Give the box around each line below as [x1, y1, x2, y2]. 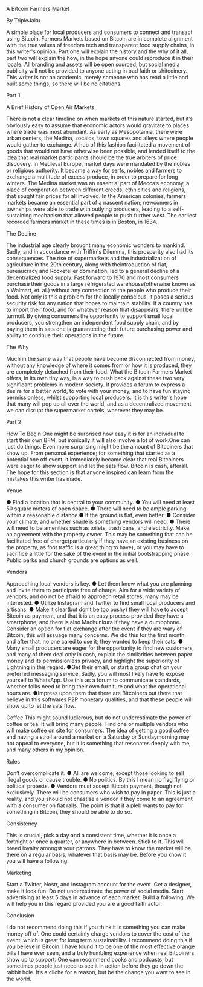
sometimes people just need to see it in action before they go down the [6, 962, 184, 969]
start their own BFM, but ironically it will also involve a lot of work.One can [6, 437, 190, 444]
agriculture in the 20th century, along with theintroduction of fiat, [6, 261, 168, 268]
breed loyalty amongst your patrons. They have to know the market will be [6, 845, 192, 851]
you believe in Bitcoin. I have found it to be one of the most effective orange [6, 943, 195, 950]
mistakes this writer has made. [6, 475, 83, 482]
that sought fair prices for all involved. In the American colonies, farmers [6, 193, 186, 199]
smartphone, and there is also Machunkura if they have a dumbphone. [6, 619, 181, 626]
